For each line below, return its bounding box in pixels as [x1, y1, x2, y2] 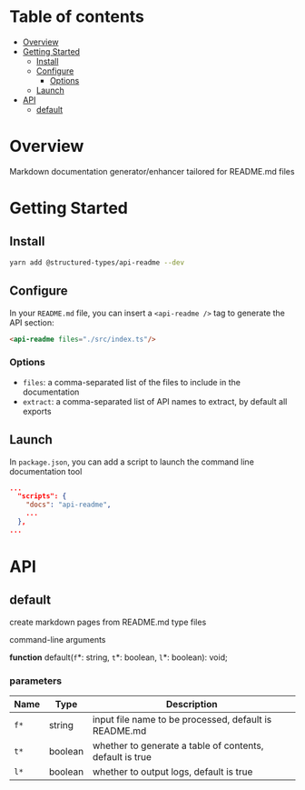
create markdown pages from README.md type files [9, 616, 207, 627]
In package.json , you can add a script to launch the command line [9, 456, 254, 467]
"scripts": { [17, 492, 67, 501]
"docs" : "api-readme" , [25, 500, 112, 510]
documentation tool [9, 465, 83, 476]
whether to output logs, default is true [92, 765, 253, 778]
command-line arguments [9, 634, 106, 645]
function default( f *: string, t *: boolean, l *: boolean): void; [9, 652, 229, 663]
